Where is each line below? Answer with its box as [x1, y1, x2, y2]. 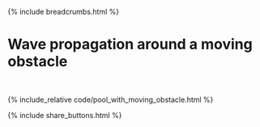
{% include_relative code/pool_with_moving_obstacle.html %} [7, 95, 214, 104]
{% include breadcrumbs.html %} [7, 7, 119, 16]
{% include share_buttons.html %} [7, 110, 122, 120]
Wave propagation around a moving [7, 36, 253, 53]
